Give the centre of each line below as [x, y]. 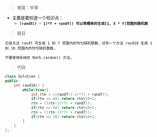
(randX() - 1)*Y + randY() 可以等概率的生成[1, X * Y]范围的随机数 [84, 24]
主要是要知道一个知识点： [38, 18]
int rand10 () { [29, 85]
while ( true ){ [36, 90]
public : [13, 81]
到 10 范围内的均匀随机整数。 [31, 48]
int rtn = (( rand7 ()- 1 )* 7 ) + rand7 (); [70, 94]
